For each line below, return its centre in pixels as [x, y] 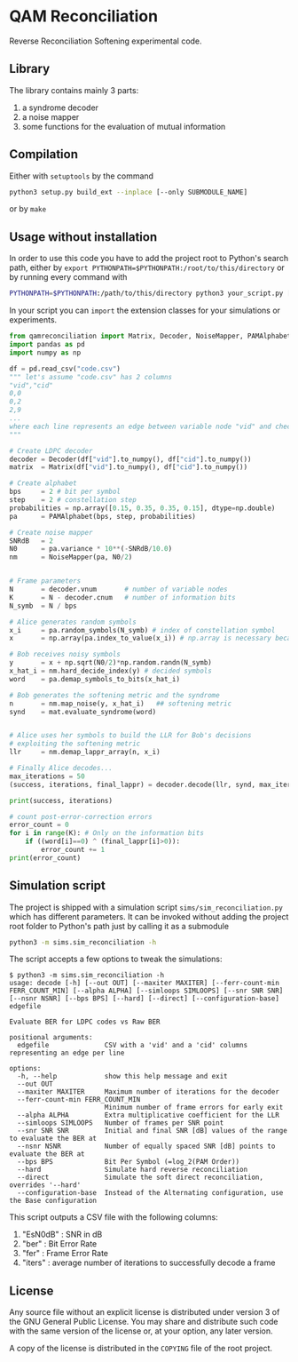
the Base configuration [53, 1201]
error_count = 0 [39, 825]
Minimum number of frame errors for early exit [194, 1108]
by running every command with [68, 277]
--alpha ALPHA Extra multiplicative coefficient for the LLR [148, 1115]
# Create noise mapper [51, 532]
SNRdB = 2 [31, 541]
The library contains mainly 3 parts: [74, 90]
